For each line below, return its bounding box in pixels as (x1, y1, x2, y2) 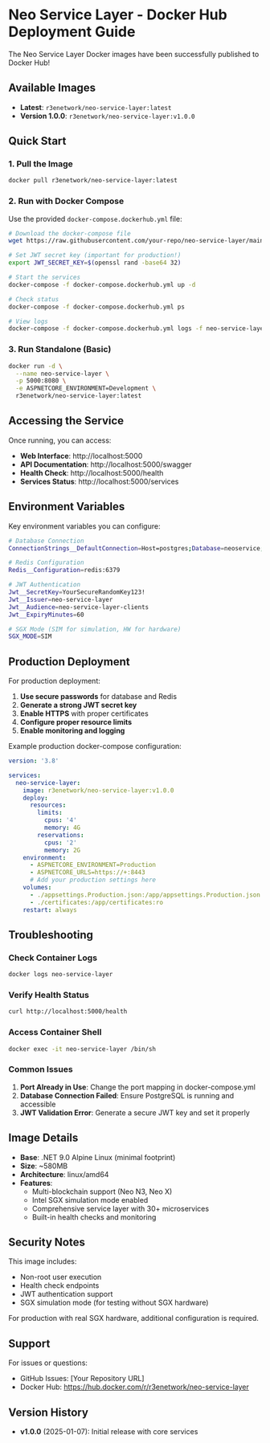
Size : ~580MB (19, 1161, 68, 1171)
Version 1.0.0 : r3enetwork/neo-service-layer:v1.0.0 (19, 111, 195, 121)
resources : (29, 801, 67, 809)
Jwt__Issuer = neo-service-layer (8, 595, 113, 603)
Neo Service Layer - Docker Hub (8, 6, 227, 24)
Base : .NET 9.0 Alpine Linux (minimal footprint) (19, 1152, 176, 1162)
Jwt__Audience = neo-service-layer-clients (8, 603, 149, 611)
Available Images (8, 81, 96, 95)
